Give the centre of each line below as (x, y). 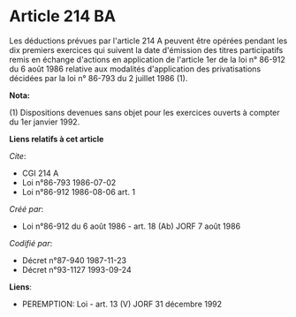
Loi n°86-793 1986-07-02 (69, 182)
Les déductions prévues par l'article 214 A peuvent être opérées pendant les (148, 41)
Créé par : (27, 208)
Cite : (18, 155)
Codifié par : (31, 243)
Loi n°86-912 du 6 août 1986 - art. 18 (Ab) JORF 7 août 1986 (131, 226)
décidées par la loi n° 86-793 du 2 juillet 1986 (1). (99, 78)
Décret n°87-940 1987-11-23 (74, 260)
